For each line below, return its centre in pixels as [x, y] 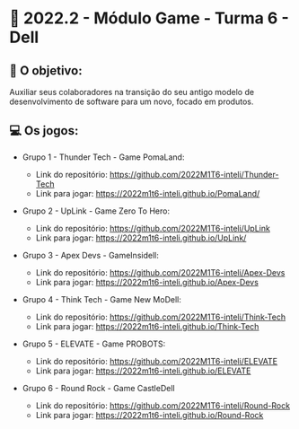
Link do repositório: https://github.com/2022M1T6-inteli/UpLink [153, 228]
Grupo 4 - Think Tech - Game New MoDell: [101, 299]
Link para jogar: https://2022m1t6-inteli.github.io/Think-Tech [147, 326]
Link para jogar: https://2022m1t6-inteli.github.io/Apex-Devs [147, 282]
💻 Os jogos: [44, 131]
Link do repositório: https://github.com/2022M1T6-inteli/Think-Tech [160, 317]
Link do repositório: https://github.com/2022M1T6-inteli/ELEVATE [157, 361]
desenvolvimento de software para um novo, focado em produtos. [132, 101]
